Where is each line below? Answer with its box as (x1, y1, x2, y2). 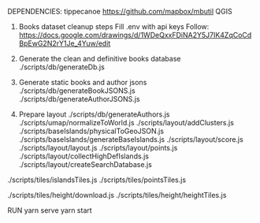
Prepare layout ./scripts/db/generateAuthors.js (18, 110, 170, 119)
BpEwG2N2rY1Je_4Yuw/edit (18, 39, 111, 48)
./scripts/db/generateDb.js (18, 62, 106, 72)
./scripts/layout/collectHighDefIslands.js (18, 151, 149, 161)
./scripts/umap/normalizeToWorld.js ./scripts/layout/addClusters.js (18, 118, 234, 127)
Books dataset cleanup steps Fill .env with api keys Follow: (18, 22, 210, 31)
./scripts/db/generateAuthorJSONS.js (18, 95, 140, 103)
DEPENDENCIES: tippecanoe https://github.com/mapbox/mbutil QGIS (7, 7, 233, 16)
